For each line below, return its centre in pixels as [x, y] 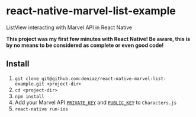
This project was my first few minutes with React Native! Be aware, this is [98, 39]
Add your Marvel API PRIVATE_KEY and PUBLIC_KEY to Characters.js [96, 102]
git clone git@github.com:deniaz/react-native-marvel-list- [90, 78]
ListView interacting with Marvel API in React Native [69, 27]
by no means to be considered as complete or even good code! [85, 45]
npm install [29, 96]
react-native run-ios [41, 109]
